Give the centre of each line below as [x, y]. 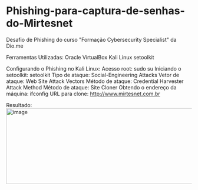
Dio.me [15, 46]
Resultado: [19, 105]
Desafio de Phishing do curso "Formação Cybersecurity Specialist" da [91, 39]
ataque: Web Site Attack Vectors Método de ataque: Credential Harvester [95, 81]
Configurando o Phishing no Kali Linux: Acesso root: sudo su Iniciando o [94, 68]
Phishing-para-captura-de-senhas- [96, 11]
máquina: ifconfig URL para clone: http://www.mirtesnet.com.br [83, 94]
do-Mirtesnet [39, 23]
